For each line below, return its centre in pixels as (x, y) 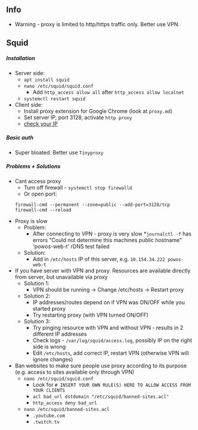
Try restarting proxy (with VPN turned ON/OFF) (91, 315)
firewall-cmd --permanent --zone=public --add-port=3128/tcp (92, 205)
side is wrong (49, 347)
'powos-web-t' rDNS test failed (71, 246)
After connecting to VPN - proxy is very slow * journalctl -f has (112, 234)
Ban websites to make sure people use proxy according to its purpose (100, 366)
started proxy (49, 309)
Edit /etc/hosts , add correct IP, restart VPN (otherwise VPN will (111, 353)
